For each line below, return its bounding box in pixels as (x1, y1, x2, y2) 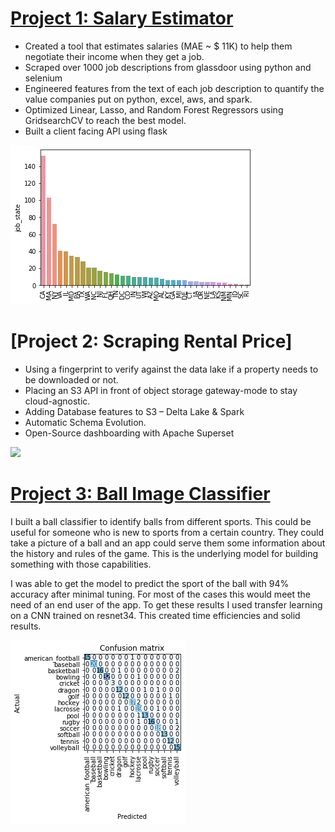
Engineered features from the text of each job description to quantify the (24, 82, 325, 94)
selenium (24, 72, 63, 84)
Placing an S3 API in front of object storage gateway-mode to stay (24, 384, 298, 396)
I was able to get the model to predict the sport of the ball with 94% (10, 577, 290, 589)
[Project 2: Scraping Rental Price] (10, 330, 293, 353)
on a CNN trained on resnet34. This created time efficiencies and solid (10, 609, 301, 621)
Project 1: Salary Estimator (10, 7, 234, 30)
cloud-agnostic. (24, 395, 91, 407)
